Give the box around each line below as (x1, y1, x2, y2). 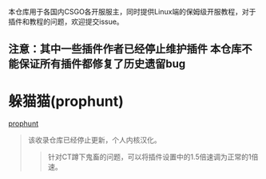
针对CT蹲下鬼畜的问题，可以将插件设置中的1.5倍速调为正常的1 (47, 152, 252, 161)
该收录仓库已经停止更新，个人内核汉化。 (27, 135, 161, 145)
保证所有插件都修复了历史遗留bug (18, 57, 186, 71)
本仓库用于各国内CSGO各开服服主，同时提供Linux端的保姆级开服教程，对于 (8, 7, 256, 16)
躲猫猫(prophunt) (8, 92, 124, 110)
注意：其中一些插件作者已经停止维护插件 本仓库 (8, 42, 242, 56)
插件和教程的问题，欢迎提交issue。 (8, 17, 124, 26)
